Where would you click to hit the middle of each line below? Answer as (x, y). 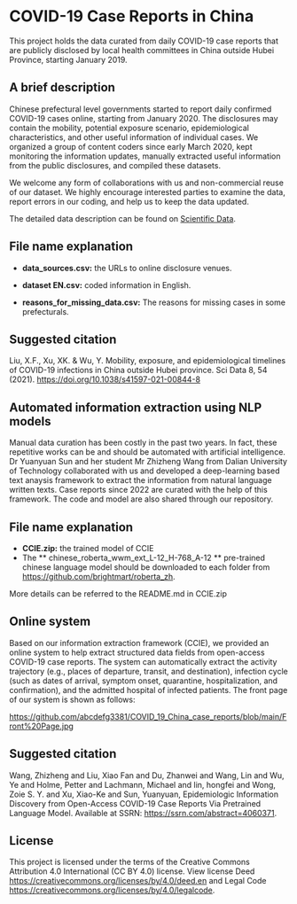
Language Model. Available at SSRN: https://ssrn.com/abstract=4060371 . (143, 813)
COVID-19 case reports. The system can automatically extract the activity (143, 661)
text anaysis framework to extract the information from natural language (141, 480)
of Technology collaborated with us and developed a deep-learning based (145, 471)
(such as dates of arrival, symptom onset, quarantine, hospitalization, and (143, 681)
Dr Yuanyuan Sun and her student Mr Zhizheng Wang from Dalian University (148, 462)
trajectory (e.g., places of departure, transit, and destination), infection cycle (148, 671)
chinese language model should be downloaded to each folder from (146, 567)
